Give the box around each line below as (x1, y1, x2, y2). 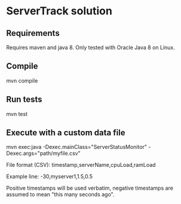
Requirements (6, 28, 60, 38)
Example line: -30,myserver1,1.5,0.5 (6, 173, 93, 180)
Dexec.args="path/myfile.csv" (6, 150, 81, 157)
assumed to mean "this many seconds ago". (6, 191, 115, 198)
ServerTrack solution (6, 4, 112, 18)
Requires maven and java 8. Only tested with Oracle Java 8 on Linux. (6, 44, 175, 51)
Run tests (6, 95, 42, 105)
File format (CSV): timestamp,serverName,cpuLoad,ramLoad (6, 162, 156, 169)
